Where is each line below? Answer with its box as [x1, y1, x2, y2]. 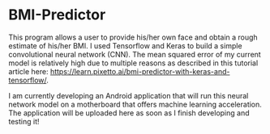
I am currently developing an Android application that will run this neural [8, 90, 249, 100]
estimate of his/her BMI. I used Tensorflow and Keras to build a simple [8, 40, 242, 50]
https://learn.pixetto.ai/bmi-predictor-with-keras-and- [49, 66, 230, 76]
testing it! [8, 116, 40, 126]
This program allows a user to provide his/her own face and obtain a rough [8, 32, 258, 42]
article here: [8, 66, 49, 76]
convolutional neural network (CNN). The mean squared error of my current [8, 49, 261, 59]
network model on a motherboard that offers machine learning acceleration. [8, 99, 262, 109]
